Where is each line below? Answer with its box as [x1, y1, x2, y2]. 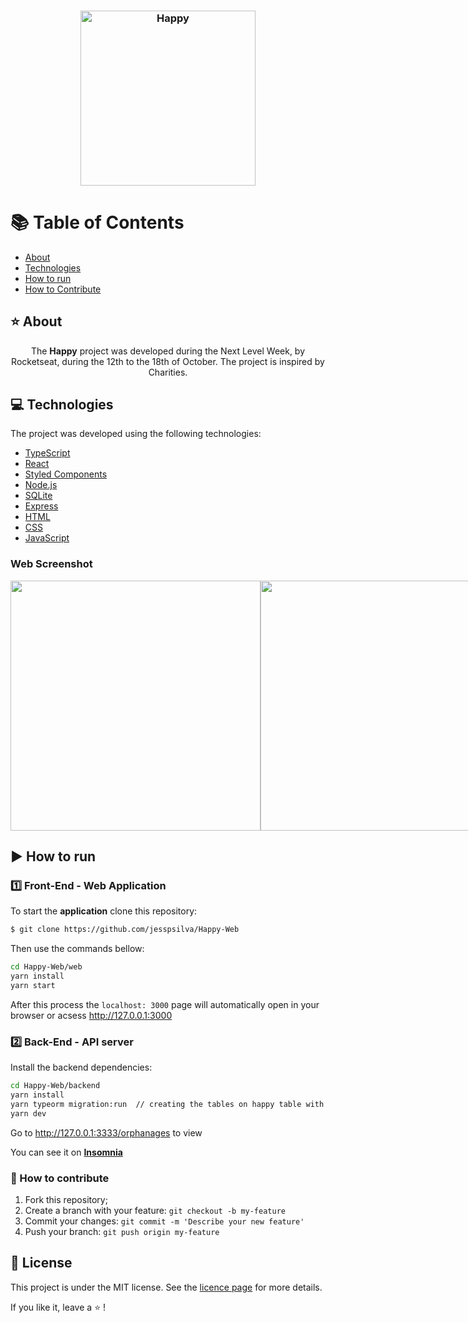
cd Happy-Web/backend [10, 1081, 101, 1091]
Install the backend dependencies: [10, 1061, 153, 1074]
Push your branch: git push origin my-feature [24, 1226, 220, 1238]
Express [24, 500, 59, 512]
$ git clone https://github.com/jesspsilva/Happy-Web [10, 925, 240, 935]
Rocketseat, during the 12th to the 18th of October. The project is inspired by [11, 355, 325, 367]
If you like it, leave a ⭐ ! [10, 1301, 106, 1313]
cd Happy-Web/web [10, 962, 83, 972]
